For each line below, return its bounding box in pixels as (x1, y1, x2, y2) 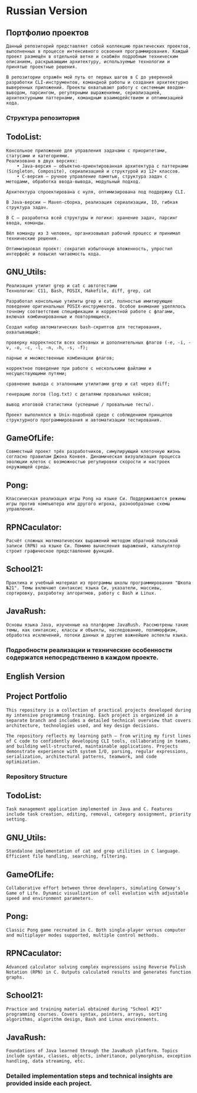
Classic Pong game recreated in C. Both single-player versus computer (6, 927, 186, 933)
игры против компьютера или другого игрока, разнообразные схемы (6, 501, 170, 507)
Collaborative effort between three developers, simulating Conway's (6, 885, 181, 891)
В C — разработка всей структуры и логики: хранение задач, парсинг (6, 214, 178, 221)
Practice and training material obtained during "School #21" (6, 1006, 162, 1012)
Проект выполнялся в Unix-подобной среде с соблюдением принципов (6, 412, 173, 417)
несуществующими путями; (6, 370, 67, 376)
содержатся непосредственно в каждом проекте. (6, 653, 159, 661)
